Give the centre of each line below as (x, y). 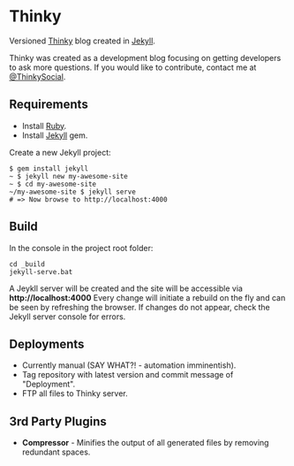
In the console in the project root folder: (81, 248)
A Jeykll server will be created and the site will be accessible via (126, 288)
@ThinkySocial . (38, 76)
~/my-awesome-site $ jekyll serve (73, 192)
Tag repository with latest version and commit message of (128, 375)
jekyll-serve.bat (41, 271)
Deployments (47, 344)
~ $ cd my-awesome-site (53, 184)
